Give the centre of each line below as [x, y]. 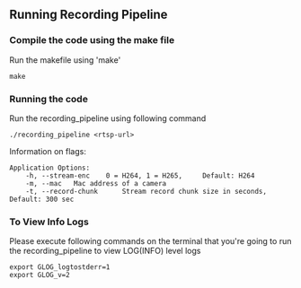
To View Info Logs [49, 222]
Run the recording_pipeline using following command [108, 118]
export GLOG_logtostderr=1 [60, 267]
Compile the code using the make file [92, 40]
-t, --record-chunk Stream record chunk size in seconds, [146, 191]
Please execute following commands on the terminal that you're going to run [150, 241]
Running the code [49, 99]
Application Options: [50, 168]
